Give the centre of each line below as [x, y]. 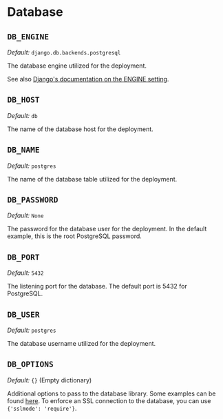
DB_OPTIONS [30, 364]
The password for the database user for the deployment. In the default [107, 229]
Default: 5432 [25, 273]
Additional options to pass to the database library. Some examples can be [111, 393]
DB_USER [23, 314]
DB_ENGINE [28, 37]
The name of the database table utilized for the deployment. [92, 179]
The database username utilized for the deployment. [82, 344]
